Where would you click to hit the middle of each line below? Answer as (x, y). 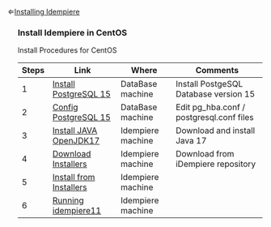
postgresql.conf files (215, 118)
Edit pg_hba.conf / (211, 107)
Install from (74, 178)
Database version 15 (216, 94)
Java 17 (191, 141)
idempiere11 (77, 211)
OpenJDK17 (76, 141)
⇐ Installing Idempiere (44, 12)
